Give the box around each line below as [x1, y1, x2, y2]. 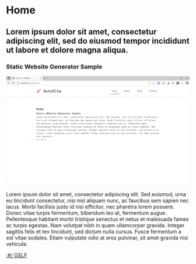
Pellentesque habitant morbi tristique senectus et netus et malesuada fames [6, 216, 189, 223]
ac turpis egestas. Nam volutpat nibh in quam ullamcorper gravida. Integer [6, 221, 185, 228]
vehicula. [6, 240, 28, 247]
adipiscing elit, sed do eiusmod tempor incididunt [6, 36, 190, 46]
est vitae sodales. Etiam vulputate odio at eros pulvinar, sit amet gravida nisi [6, 234, 188, 241]
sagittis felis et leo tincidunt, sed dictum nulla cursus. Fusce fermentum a [6, 228, 182, 235]
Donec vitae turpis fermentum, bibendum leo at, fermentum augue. [6, 209, 167, 216]
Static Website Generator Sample [6, 62, 103, 71]
